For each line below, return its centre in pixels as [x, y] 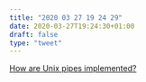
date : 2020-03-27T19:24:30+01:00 [72, 26]
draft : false [34, 34]
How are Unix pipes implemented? [73, 68]
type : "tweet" [36, 43]
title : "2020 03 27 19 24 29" [66, 18]
